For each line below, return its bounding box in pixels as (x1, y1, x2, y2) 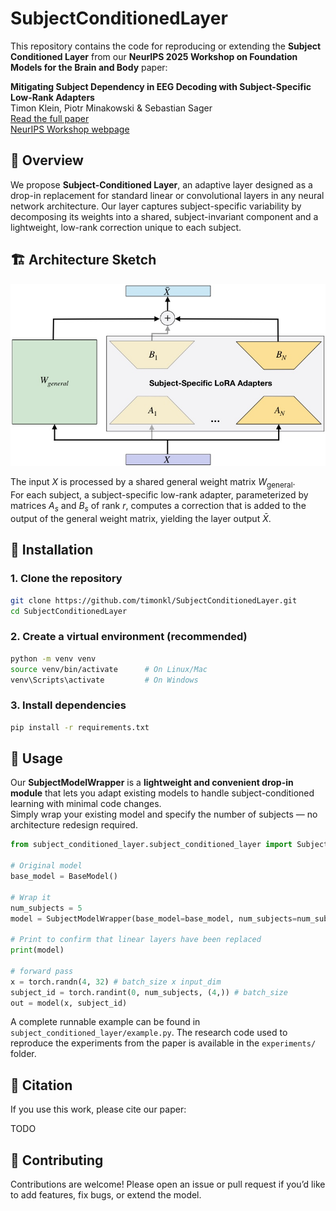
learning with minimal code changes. (10, 798, 162, 810)
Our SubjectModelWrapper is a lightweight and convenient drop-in (10, 777, 294, 789)
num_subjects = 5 (10, 903, 83, 913)
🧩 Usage (10, 750, 63, 767)
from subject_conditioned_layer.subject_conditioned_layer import (10, 840, 293, 850)
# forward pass (10, 966, 74, 976)
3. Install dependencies (10, 698, 127, 712)
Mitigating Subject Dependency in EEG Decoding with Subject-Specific (10, 80, 312, 92)
